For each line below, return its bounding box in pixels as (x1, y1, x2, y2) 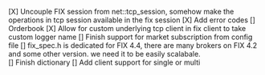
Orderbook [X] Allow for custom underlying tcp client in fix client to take (8, 24, 247, 33)
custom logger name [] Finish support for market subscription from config (8, 32, 253, 41)
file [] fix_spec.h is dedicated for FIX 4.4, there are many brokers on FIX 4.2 (8, 41, 258, 50)
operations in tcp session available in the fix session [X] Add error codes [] (8, 15, 255, 25)
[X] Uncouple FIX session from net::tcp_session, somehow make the (8, 7, 234, 16)
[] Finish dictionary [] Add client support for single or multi (8, 57, 201, 67)
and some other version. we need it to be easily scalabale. (8, 49, 201, 58)
